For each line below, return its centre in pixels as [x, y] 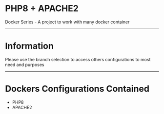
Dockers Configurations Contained [77, 89]
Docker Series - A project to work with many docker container [67, 22]
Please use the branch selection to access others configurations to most [78, 59]
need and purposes [25, 65]
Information [29, 46]
